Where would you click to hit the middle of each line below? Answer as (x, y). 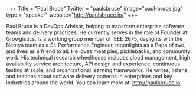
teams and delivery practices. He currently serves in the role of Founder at (97, 32)
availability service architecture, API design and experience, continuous (93, 64)
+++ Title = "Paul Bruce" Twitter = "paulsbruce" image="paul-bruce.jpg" (94, 9)
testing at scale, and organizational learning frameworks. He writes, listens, (97, 70)
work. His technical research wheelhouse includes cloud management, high (98, 57)
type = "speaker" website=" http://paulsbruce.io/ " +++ (72, 15)
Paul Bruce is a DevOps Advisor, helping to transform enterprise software (95, 26)
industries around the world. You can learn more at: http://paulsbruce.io (93, 83)
